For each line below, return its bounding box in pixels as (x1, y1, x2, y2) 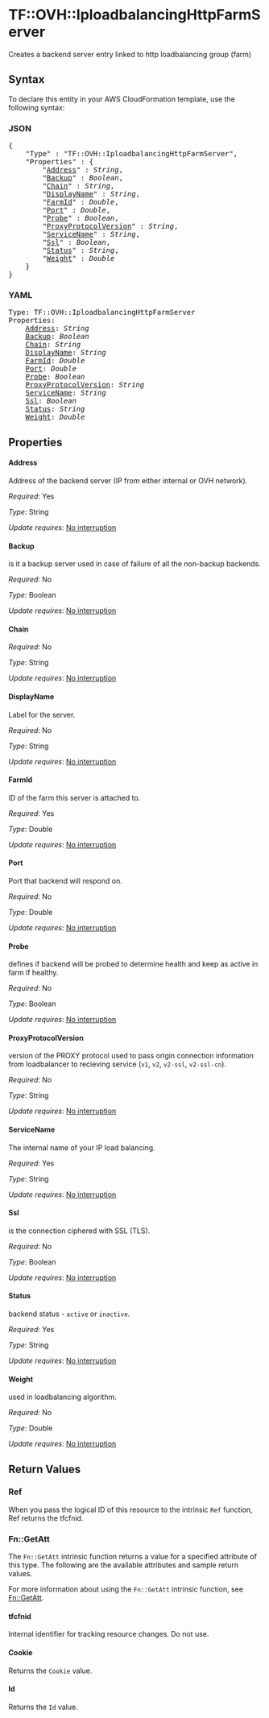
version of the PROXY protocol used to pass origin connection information (8, 1051, 255, 1061)
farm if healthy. (8, 968, 59, 978)
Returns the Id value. (8, 1702, 78, 1712)
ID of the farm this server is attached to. (8, 793, 141, 802)
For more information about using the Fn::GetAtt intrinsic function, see (8, 1584, 244, 1594)
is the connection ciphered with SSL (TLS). (8, 1226, 151, 1236)
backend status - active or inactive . (8, 1309, 130, 1319)
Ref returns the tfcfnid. (8, 1513, 84, 1523)
